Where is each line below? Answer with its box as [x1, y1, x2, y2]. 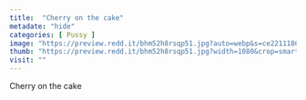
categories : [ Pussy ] [9, 30, 96, 39]
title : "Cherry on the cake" [9, 13, 125, 23]
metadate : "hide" [9, 22, 76, 31]
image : [9, 38, 35, 48]
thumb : [9, 47, 35, 56]
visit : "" [9, 55, 47, 65]
